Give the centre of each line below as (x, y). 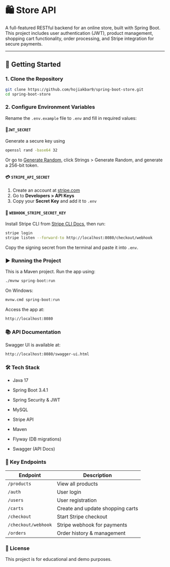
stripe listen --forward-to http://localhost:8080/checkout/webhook (79, 238)
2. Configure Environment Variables (50, 107)
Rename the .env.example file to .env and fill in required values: (71, 118)
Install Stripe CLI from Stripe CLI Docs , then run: (55, 224)
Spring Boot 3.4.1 (30, 390)
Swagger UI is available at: (33, 345)
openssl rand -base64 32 (31, 150)
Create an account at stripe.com (46, 190)
